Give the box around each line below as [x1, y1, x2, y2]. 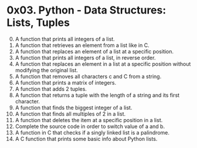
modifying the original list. [15, 66, 79, 73]
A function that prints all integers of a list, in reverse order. [15, 54, 156, 61]
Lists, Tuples [6, 16, 70, 29]
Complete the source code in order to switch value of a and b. [15, 123, 165, 130]
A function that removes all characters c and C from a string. [15, 73, 162, 80]
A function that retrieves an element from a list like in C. [15, 42, 150, 49]
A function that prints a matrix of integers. [15, 79, 117, 86]
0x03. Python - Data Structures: [6, 4, 167, 17]
